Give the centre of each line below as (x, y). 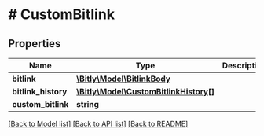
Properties (35, 44)
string (88, 104)
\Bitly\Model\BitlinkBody (123, 79)
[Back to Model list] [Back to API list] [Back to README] (98, 124)
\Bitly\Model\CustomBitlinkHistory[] (145, 92)
